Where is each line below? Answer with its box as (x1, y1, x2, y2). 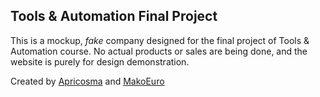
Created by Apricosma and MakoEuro (10, 75, 165, 87)
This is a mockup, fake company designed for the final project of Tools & (10, 34, 310, 46)
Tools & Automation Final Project (10, 8, 218, 25)
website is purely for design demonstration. (10, 55, 190, 68)
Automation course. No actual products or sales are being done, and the (10, 45, 308, 57)
